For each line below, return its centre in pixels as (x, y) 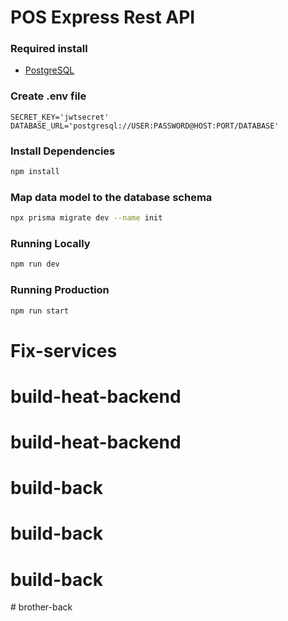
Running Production (60, 290)
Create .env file (48, 96)
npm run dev (35, 264)
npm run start (40, 311)
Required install (49, 49)
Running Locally (50, 244)
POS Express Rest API (103, 17)
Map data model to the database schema (111, 197)
